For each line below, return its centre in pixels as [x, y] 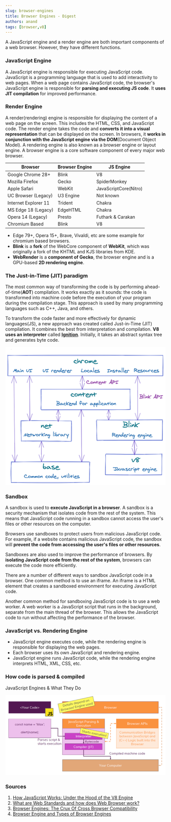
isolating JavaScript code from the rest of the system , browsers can [78, 560]
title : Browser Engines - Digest [41, 16]
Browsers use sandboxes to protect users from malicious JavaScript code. [83, 534]
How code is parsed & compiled [45, 677]
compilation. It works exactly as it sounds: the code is [91, 292]
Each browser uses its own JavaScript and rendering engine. [76, 653]
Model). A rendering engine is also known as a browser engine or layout [81, 145]
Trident [65, 203]
